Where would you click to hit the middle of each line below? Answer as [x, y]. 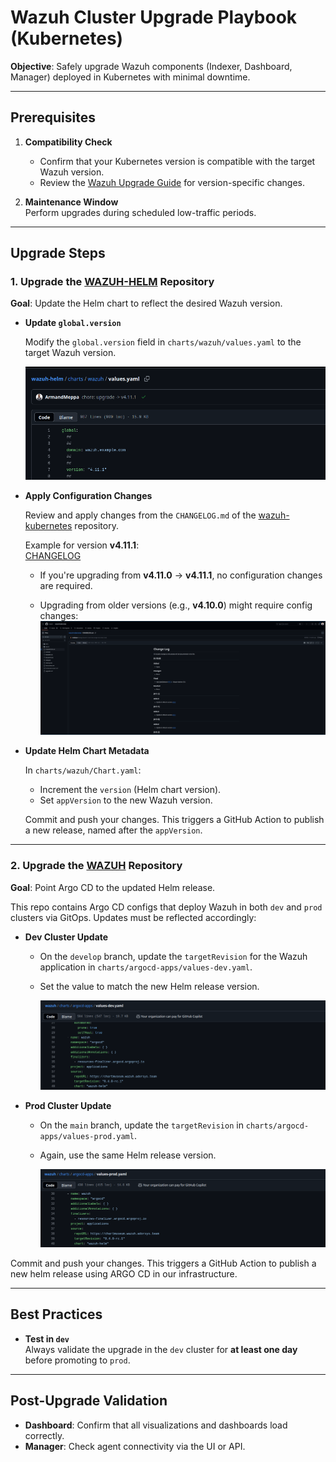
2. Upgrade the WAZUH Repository [96, 866]
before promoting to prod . [77, 1360]
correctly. [44, 1435]
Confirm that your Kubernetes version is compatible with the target [177, 161]
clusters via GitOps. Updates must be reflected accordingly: [133, 917]
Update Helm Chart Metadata [87, 751]
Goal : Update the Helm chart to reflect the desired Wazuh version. [146, 303]
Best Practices [56, 1314]
